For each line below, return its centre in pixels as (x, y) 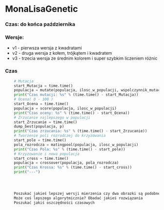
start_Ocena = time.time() (41, 104)
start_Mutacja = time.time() (43, 86)
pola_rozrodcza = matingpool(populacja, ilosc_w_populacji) (76, 145)
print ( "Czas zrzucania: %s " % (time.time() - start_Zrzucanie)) (81, 131)
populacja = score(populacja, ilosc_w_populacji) (65, 108)
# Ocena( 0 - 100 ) (34, 99)
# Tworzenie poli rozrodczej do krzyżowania (60, 136)
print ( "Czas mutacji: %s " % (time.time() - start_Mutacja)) (76, 95)
